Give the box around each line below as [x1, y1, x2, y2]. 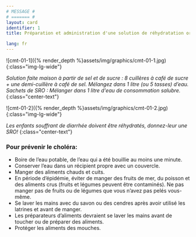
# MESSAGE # [6, 8, 35, 15]
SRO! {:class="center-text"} [6, 128, 73, 135]
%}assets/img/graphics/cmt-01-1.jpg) [76, 57, 166, 64]
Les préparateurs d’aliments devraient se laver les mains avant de [14, 212, 172, 219]
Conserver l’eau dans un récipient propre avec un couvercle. [14, 162, 160, 170]
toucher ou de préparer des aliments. [14, 218, 104, 225]
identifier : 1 [6, 25, 41, 31]
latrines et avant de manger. [14, 206, 82, 213]
